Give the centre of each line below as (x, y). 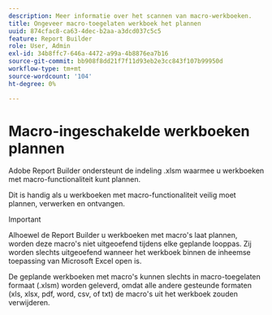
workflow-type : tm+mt (45, 69)
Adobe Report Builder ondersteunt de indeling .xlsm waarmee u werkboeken (136, 170)
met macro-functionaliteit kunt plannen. (75, 179)
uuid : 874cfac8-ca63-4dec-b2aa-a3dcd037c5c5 (85, 31)
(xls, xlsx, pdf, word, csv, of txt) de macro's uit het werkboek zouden (123, 294)
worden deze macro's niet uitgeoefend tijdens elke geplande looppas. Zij (130, 244)
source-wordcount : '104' (50, 76)
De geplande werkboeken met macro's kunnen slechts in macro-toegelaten (135, 277)
